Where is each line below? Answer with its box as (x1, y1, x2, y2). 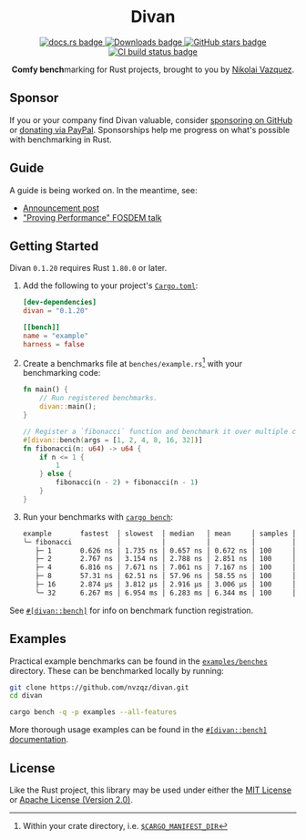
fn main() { (22, 385, 68, 394)
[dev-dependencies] (22, 298, 97, 307)
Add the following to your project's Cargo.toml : (22, 280, 199, 291)
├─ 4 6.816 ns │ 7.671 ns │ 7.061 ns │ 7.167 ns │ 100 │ (35, 563, 297, 572)
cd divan (9, 691, 43, 700)
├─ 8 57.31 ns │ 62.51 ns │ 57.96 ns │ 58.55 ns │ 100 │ (35, 572, 297, 581)
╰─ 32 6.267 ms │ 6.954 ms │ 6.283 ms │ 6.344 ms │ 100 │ (35, 588, 297, 597)
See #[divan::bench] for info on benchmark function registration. (9, 605, 254, 616)
